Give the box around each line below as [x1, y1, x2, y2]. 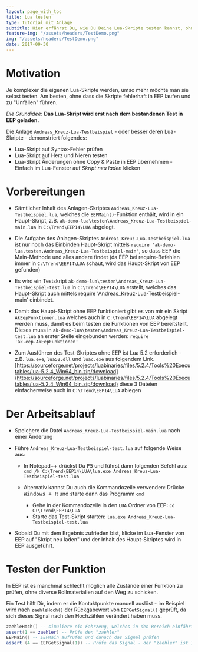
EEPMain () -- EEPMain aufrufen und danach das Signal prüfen [6, 634, 160, 641]
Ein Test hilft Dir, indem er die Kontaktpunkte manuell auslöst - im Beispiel [6, 600, 185, 607]
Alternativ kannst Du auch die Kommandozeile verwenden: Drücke [23, 484, 184, 491]
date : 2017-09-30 [6, 42, 49, 48]
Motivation [6, 67, 61, 80]
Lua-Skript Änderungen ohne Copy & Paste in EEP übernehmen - [14, 158, 173, 165]
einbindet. [29, 296, 54, 303]
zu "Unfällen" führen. [6, 98, 58, 106]
